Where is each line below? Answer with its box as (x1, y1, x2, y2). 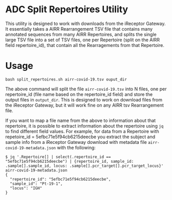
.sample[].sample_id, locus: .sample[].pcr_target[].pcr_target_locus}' (5, 163, 164, 168)
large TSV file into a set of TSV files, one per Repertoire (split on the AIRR (5, 37, 160, 43)
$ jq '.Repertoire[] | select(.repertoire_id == (5, 154, 111, 159)
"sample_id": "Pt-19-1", (10, 181, 63, 186)
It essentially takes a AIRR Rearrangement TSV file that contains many (5, 26, 153, 32)
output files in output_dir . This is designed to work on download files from (5, 96, 163, 103)
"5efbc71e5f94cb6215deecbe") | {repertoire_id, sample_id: (5, 159, 134, 164)
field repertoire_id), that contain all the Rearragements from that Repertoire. (5, 42, 165, 48)
